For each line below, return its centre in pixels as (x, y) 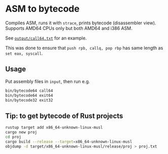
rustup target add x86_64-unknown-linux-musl (54, 128)
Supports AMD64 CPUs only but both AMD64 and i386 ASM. (69, 28)
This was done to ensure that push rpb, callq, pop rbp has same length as (84, 48)
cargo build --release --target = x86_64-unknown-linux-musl (69, 142)
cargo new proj (21, 132)
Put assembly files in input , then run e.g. (48, 81)
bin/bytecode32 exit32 (29, 100)
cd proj (13, 137)
